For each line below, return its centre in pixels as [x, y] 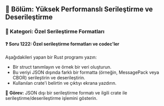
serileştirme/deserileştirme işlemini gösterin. [51, 98]
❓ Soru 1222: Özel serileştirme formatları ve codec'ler [62, 44]
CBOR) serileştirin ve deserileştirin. [49, 77]
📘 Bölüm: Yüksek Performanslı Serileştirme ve [79, 9]
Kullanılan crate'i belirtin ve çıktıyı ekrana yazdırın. [65, 83]
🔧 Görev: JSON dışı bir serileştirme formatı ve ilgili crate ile [66, 93]
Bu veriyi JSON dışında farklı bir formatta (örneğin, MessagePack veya [86, 72]
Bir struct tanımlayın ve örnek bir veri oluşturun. [62, 67]
